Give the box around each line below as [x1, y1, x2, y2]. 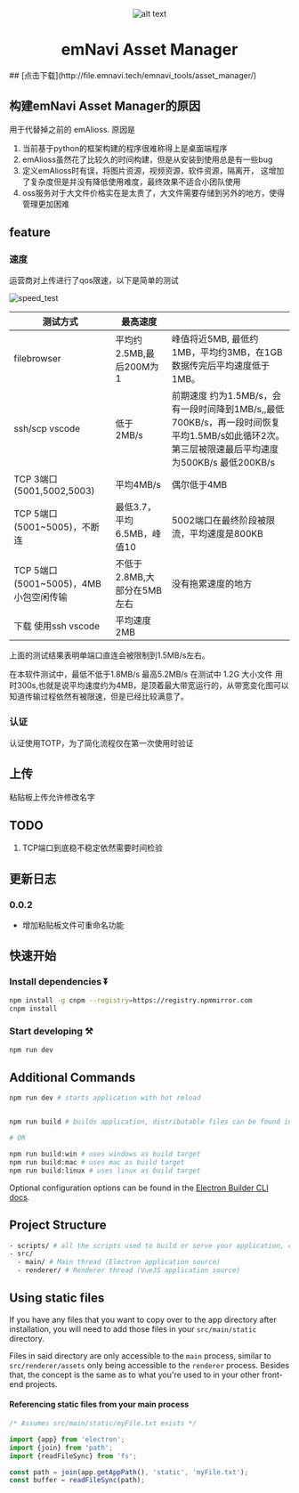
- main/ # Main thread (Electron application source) [17, 1258, 221, 1267]
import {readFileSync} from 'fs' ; [9, 1451, 138, 1460]
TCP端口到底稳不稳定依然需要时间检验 [21, 842, 163, 854]
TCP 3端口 [13, 473, 58, 485]
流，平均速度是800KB [171, 528, 264, 540]
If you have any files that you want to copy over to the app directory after [9, 1314, 278, 1325]
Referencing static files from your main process [9, 1399, 190, 1410]
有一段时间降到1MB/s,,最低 [171, 403, 285, 416]
